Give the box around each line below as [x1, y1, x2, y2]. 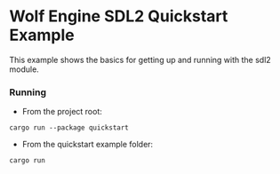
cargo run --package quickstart [9, 123, 129, 132]
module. [9, 64, 40, 75]
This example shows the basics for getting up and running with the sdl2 [9, 54, 271, 65]
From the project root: [21, 107, 102, 117]
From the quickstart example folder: [21, 139, 154, 150]
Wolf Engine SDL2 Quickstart [9, 6, 228, 27]
